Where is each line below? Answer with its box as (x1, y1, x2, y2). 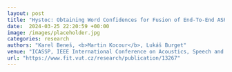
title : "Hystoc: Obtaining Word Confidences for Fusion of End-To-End (7, 16, 215, 23)
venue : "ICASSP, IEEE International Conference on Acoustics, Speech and (7, 49, 224, 56)
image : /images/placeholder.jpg (7, 29, 100, 36)
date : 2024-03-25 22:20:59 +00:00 (7, 23, 110, 29)
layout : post (7, 10, 45, 17)
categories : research (7, 36, 70, 43)
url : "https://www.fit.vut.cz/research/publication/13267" (7, 55, 181, 62)
